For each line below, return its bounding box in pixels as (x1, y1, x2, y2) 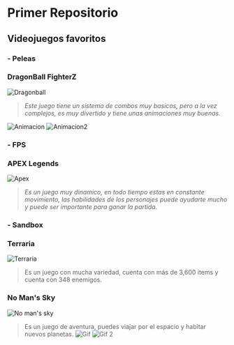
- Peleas (7, 54, 36, 63)
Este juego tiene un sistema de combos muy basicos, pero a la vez (24, 101, 218, 109)
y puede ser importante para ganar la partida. (24, 203, 158, 211)
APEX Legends (7, 158, 59, 168)
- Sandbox (7, 220, 43, 229)
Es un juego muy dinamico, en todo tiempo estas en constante (24, 188, 205, 197)
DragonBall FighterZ (7, 72, 77, 82)
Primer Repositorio (7, 5, 119, 21)
